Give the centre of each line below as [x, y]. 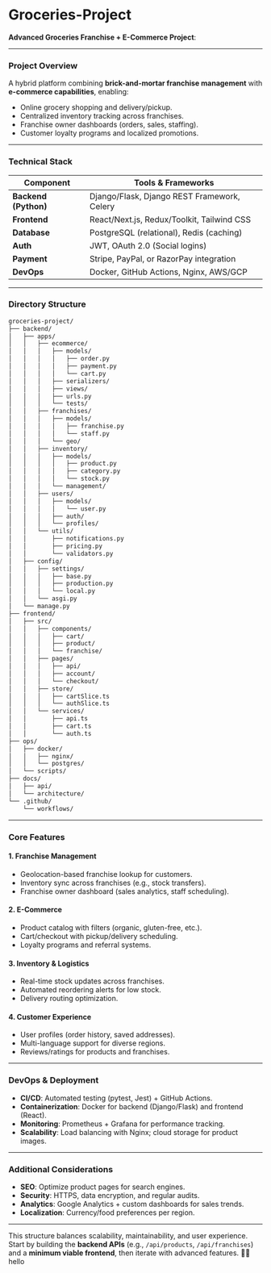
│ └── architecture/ [46, 793]
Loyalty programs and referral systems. [85, 945]
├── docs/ [25, 779]
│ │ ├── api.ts [48, 719]
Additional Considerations [61, 1169]
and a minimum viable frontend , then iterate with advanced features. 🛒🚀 [129, 1253]
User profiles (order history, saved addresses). [98, 1035]
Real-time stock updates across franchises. [92, 981]
